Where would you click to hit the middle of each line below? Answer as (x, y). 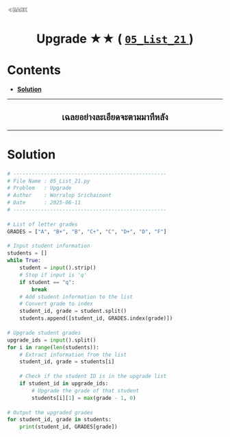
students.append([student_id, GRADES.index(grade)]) (96, 318)
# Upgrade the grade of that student (85, 390)
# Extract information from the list (73, 355)
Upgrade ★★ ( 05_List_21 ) (115, 39)
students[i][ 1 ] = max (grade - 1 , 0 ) (84, 398)
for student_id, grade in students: (59, 420)
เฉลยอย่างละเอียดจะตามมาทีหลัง (115, 117)
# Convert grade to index (56, 304)
